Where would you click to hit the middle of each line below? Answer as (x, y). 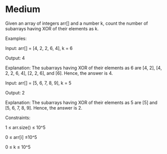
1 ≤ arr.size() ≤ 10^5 (25, 127)
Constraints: (18, 118)
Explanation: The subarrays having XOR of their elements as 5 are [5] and (81, 102)
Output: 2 (15, 92)
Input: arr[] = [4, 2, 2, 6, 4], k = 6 (39, 48)
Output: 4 (15, 58)
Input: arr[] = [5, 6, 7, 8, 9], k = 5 (38, 83)
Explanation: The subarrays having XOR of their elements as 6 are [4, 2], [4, (83, 68)
